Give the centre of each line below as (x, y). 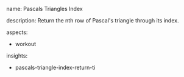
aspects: (17, 32)
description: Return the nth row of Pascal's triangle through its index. (93, 20)
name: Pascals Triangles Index (45, 9)
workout (26, 44)
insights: (17, 56)
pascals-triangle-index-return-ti (55, 67)
